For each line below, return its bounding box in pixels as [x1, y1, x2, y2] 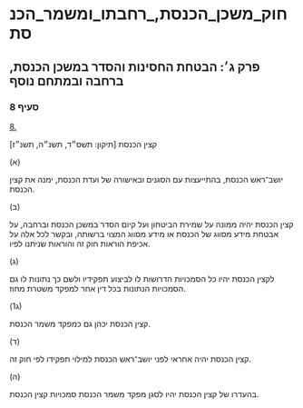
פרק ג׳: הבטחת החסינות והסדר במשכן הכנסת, [9, 59, 260, 75]
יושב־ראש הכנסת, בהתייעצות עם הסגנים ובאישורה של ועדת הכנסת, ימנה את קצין [9, 174, 284, 184]
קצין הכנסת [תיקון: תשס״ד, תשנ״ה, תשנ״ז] [9, 138, 157, 149]
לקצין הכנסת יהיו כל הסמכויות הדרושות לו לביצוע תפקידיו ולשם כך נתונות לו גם [9, 273, 275, 284]
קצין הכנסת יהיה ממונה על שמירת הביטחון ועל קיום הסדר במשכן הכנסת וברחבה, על [9, 218, 294, 230]
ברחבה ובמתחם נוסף [9, 73, 124, 89]
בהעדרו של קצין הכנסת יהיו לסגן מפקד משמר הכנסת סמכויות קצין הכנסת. [9, 388, 259, 399]
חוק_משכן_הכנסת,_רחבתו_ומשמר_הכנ [9, 4, 288, 25]
